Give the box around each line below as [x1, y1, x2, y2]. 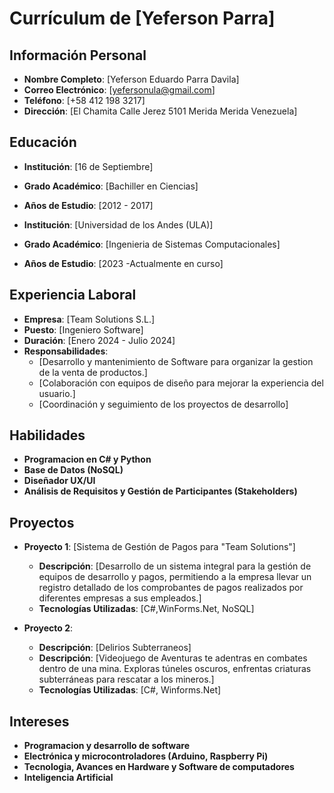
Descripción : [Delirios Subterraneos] [38, 642, 192, 654]
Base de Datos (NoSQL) [23, 464, 124, 476]
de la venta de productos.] [38, 366, 148, 378]
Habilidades [9, 427, 86, 444]
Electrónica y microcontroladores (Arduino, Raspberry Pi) [23, 750, 269, 762]
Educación [9, 134, 77, 151]
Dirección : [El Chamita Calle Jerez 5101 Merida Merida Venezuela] [23, 105, 298, 117]
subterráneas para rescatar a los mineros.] [38, 673, 215, 686]
